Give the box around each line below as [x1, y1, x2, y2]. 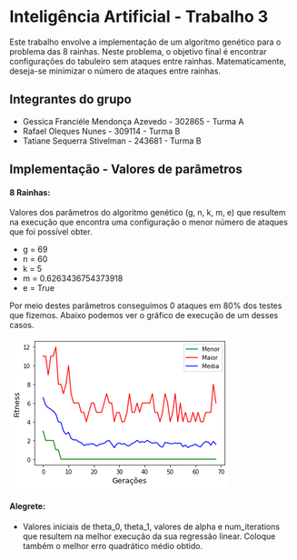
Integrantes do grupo [9, 92, 132, 107]
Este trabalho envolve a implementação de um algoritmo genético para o [9, 36, 282, 47]
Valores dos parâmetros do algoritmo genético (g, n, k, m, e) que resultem [9, 207, 286, 218]
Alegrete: [9, 500, 46, 511]
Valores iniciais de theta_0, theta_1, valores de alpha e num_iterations [22, 521, 280, 532]
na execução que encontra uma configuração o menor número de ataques [9, 216, 289, 228]
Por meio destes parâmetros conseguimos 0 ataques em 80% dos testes [9, 300, 282, 311]
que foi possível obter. [9, 226, 93, 237]
